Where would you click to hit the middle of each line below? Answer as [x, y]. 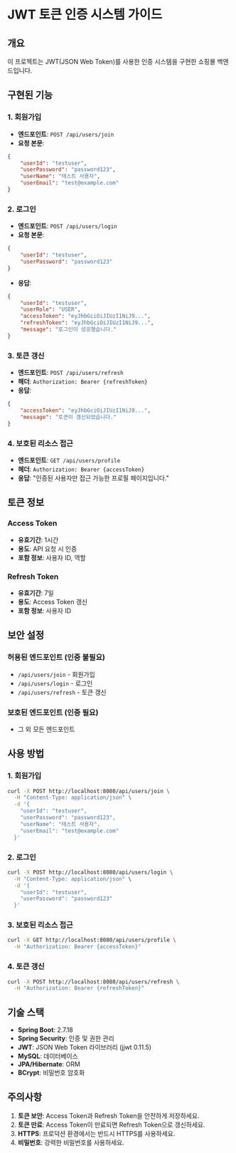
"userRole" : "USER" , [50, 310]
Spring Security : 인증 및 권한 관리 [66, 1038]
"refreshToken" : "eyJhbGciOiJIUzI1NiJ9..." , [87, 323]
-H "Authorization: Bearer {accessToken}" [77, 947]
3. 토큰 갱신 [26, 356]
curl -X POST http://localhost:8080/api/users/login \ [90, 872]
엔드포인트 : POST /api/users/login [67, 226]
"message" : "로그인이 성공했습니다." [69, 330]
